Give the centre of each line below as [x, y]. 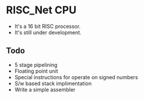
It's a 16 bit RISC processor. [48, 26]
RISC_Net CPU [41, 10]
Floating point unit [36, 71]
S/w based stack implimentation [53, 83]
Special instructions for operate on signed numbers [76, 77]
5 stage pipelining [36, 65]
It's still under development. [48, 32]
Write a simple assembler [45, 89]
